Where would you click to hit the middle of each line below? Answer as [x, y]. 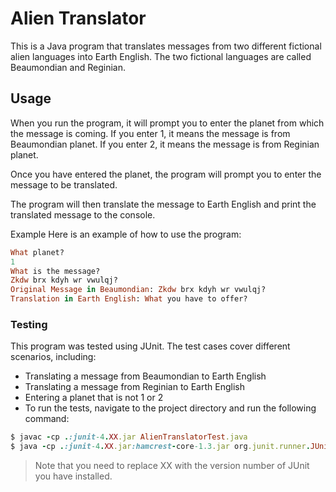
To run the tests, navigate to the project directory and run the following [170, 408]
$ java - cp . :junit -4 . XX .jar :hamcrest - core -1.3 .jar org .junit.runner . [160, 447]
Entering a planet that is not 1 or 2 [94, 398]
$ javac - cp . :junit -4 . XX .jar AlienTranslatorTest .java [129, 437]
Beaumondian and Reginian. [68, 67]
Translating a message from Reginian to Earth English [134, 387]
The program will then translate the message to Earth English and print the [163, 204]
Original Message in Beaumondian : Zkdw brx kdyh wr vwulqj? [138, 290]
